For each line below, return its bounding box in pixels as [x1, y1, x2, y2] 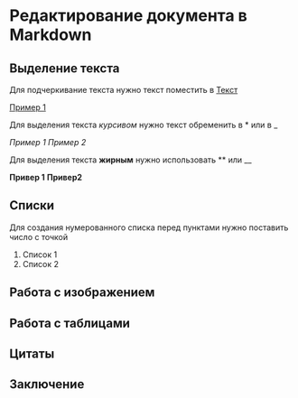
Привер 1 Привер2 [9, 172, 83, 182]
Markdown [9, 24, 92, 45]
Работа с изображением [9, 285, 155, 301]
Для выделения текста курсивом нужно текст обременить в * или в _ [9, 119, 278, 130]
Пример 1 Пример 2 [9, 137, 87, 147]
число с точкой [9, 231, 69, 242]
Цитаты [9, 346, 55, 361]
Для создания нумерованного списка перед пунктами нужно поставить [9, 222, 289, 233]
